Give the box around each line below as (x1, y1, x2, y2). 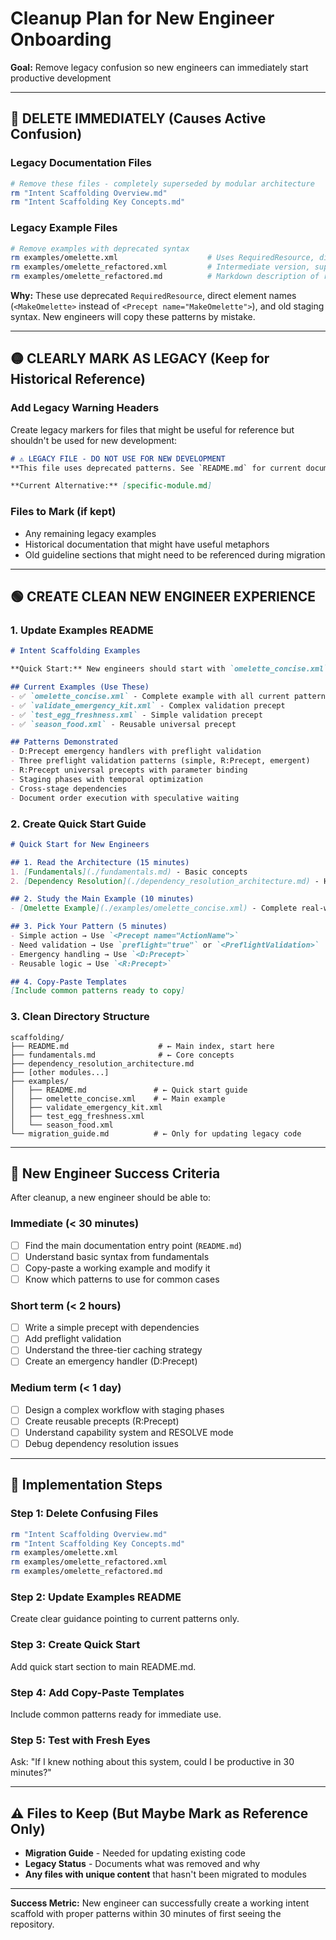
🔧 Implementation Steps (10, 1477, 163, 1494)
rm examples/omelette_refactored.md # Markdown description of (10, 272, 320, 282)
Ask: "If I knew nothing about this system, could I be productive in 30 (10, 1756, 295, 1768)
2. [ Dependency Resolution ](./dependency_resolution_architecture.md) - (10, 876, 320, 886)
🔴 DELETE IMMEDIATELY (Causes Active (10, 110, 267, 127)
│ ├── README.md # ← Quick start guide (10, 1085, 248, 1095)
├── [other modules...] (10, 1067, 110, 1077)
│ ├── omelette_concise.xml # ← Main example (10, 1093, 226, 1104)
